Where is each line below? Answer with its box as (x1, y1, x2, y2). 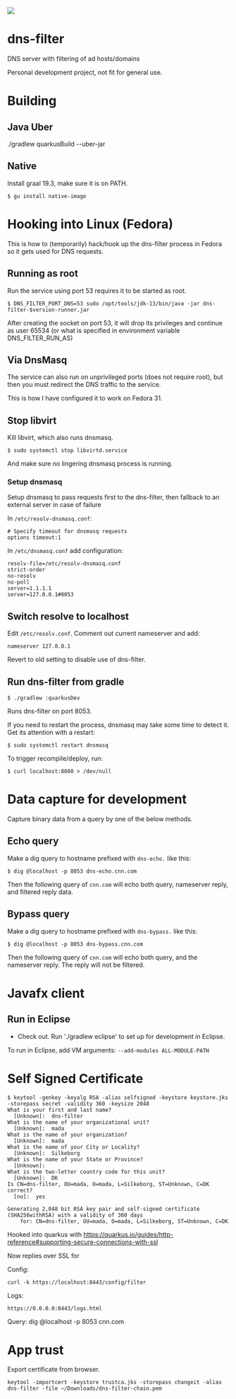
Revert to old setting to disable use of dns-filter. (7, 655, 146, 664)
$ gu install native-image (7, 192, 87, 199)
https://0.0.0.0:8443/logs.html (7, 1305, 102, 1312)
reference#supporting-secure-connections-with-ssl (7, 1238, 159, 1246)
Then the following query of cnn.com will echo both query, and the (7, 953, 198, 961)
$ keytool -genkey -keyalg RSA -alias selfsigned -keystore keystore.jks (7, 1093, 229, 1101)
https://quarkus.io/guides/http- (83, 1230, 174, 1238)
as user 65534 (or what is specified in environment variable (7, 326, 180, 335)
